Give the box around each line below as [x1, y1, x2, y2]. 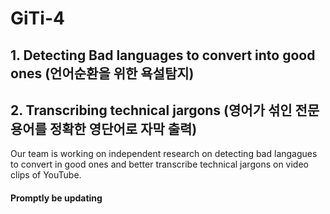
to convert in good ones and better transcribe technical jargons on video [10, 158, 309, 171]
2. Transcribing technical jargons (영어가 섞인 [10, 102, 293, 119]
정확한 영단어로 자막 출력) [49, 120, 198, 137]
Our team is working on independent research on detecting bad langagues [10, 148, 318, 160]
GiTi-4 [10, 7, 65, 30]
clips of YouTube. [10, 169, 82, 181]
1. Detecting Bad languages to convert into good [10, 47, 316, 64]
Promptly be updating [10, 192, 103, 204]
